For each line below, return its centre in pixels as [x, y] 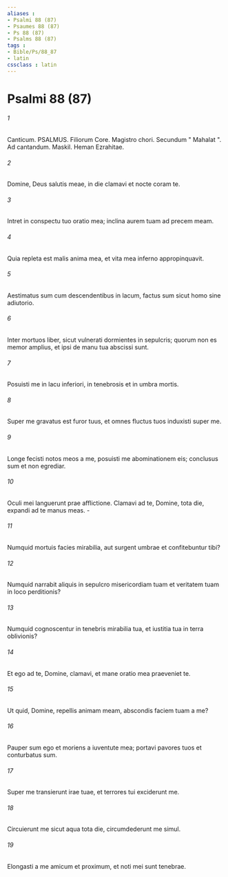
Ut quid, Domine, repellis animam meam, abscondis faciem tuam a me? [108, 710]
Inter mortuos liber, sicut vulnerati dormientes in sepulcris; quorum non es [112, 340]
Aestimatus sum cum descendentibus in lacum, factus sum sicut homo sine [114, 295]
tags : [17, 45]
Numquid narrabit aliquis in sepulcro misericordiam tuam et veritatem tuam [113, 585]
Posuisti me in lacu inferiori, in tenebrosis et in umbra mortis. [93, 384]
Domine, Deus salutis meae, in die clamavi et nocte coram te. [94, 184]
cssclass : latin [32, 65]
